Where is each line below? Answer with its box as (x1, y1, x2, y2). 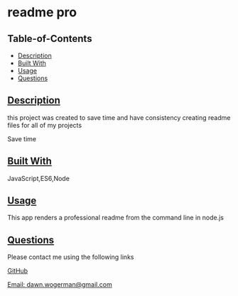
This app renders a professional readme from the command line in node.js (7, 214, 224, 222)
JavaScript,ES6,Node (7, 174, 70, 182)
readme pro (7, 4, 77, 21)
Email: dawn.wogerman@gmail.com (7, 280, 112, 289)
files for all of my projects (7, 121, 82, 129)
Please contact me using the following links (7, 253, 134, 261)
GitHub (7, 267, 28, 275)
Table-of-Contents (7, 33, 92, 45)
